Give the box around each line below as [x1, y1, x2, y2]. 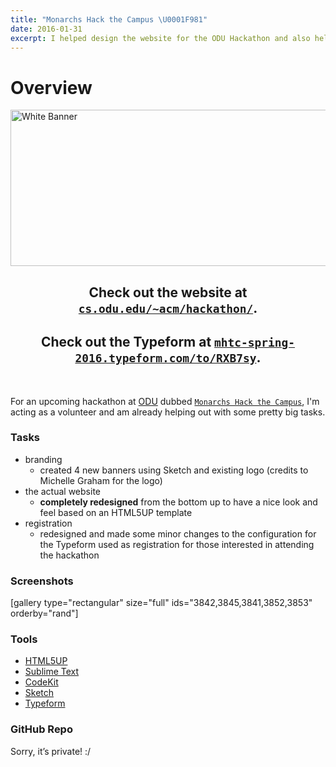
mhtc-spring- [214, 336, 296, 350]
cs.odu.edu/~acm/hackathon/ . [78, 299, 258, 316]
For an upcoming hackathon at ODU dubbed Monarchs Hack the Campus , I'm [10, 395, 320, 407]
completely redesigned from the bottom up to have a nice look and [39, 496, 318, 508]
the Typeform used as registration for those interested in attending [39, 538, 315, 550]
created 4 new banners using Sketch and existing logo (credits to [39, 464, 309, 476]
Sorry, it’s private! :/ [10, 745, 92, 757]
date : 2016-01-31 [10, 24, 83, 34]
